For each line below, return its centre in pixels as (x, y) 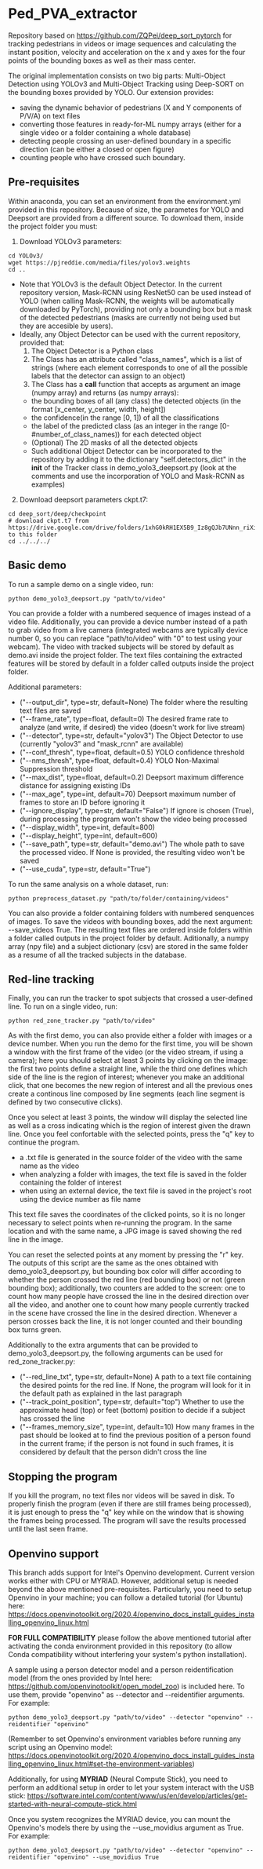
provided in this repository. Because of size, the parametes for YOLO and (126, 210)
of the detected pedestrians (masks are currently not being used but (130, 317)
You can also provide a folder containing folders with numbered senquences (131, 913)
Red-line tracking (51, 979)
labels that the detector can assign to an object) (108, 376)
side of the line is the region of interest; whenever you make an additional (126, 1077)
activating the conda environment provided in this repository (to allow (120, 1646)
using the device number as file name (80, 1199)
